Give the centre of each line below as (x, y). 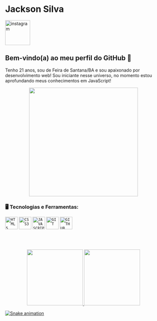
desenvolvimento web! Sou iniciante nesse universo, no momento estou (79, 75)
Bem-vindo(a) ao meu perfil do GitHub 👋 (68, 58)
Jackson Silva (35, 9)
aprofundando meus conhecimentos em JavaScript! (58, 80)
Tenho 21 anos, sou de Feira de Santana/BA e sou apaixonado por (73, 70)
